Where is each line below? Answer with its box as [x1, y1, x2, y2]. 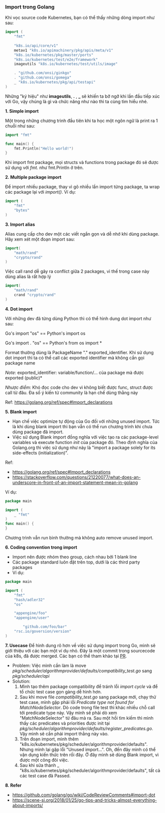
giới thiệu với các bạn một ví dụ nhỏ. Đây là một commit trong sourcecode [5, 648, 155, 653]
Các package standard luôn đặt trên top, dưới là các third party [12, 559, 140, 565]
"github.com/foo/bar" [23, 624, 67, 629]
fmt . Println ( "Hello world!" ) [14, 146, 74, 151]
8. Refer [5, 782, 22, 788]
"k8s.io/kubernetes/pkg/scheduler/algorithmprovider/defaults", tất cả [19, 767, 161, 773]
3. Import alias [5, 221, 35, 227]
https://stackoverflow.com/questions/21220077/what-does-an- [12, 474, 141, 480]
